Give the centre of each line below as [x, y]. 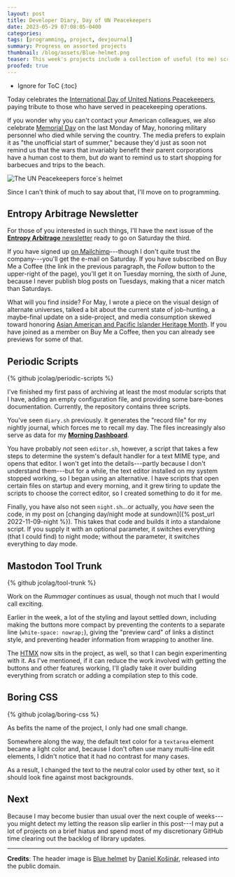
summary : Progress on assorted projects [67, 46]
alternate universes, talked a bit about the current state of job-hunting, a [111, 310]
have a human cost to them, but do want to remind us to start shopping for [114, 157]
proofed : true [28, 66]
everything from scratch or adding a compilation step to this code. [102, 676]
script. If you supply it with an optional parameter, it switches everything [111, 529]
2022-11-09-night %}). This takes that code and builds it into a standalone [114, 522]
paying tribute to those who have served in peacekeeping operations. [107, 106]
